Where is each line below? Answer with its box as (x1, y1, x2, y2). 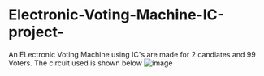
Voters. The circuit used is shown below (8, 58, 142, 68)
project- (8, 23, 65, 41)
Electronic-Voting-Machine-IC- (8, 6, 225, 24)
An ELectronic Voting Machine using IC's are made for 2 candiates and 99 (8, 49, 256, 59)
